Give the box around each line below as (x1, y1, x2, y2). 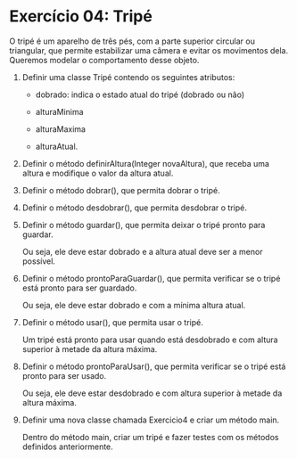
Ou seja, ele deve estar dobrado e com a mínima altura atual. (21, 299, 246, 310)
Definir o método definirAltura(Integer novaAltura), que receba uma (21, 158, 270, 168)
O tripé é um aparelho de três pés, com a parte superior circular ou (9, 36, 256, 46)
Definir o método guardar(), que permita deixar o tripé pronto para (21, 219, 266, 230)
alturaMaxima (35, 123, 87, 135)
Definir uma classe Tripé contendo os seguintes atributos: (21, 71, 235, 82)
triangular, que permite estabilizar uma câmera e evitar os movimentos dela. (9, 45, 289, 55)
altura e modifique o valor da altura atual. (21, 168, 174, 178)
